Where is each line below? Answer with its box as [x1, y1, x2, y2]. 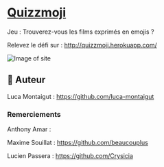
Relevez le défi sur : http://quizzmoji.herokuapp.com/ [7, 41, 157, 49]
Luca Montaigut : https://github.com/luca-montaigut [7, 92, 154, 100]
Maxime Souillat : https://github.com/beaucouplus [7, 139, 149, 147]
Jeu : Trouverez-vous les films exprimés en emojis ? [7, 27, 154, 36]
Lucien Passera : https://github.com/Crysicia [7, 152, 134, 160]
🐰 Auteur [7, 74, 46, 86]
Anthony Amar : [7, 125, 51, 133]
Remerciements [7, 109, 61, 119]
